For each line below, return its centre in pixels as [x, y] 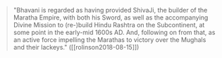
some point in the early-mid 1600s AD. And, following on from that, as [114, 32]
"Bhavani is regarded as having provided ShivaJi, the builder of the [110, 10]
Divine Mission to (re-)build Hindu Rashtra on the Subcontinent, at [109, 25]
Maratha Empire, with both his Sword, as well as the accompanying [111, 17]
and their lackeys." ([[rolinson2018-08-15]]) [76, 47]
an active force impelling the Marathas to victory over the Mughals [110, 40]
